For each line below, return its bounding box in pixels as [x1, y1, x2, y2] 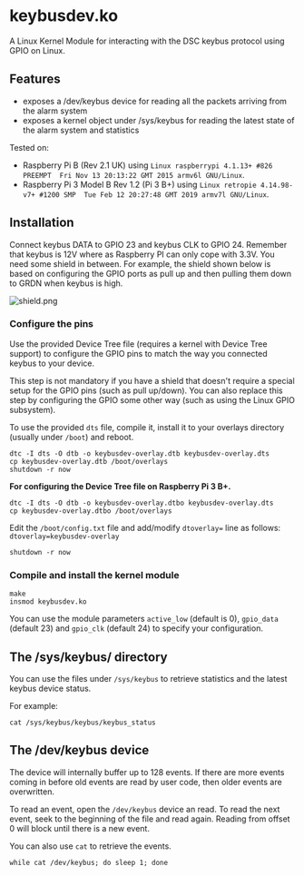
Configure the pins [9, 318, 93, 330]
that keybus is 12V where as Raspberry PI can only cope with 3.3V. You [9, 249, 275, 260]
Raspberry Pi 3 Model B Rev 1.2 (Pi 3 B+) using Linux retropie [22, 179, 257, 190]
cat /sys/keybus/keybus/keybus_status [9, 718, 156, 727]
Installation [9, 215, 74, 231]
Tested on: [9, 142, 50, 153]
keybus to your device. [9, 358, 95, 369]
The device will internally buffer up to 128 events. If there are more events [9, 766, 285, 777]
